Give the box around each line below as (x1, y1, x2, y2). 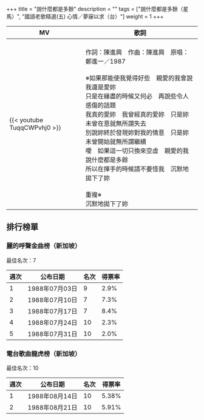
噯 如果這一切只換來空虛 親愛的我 (85, 147, 189, 155)
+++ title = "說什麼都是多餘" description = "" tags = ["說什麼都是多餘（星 (6, 5, 189, 12)
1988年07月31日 (27, 330, 78, 338)
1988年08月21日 (27, 403, 78, 412)
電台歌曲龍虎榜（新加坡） (6, 349, 81, 358)
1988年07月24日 (27, 318, 78, 327)
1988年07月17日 (27, 307, 78, 315)
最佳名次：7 (6, 256, 36, 264)
